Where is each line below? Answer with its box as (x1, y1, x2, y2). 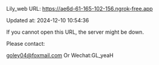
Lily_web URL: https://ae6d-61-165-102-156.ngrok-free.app (6, 5, 153, 12)
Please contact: (6, 40, 45, 47)
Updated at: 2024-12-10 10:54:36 (6, 17, 89, 23)
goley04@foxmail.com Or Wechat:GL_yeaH (6, 52, 114, 59)
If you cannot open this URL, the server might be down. (6, 28, 144, 36)
